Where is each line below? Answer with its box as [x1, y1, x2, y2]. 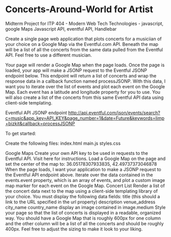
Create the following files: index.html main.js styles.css [5, 140, 121, 146]
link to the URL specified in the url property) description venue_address [5, 199, 156, 205]
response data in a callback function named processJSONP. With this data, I [5, 78, 166, 84]
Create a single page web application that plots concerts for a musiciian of [5, 36, 162, 42]
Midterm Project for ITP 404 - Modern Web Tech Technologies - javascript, [5, 20, 164, 27]
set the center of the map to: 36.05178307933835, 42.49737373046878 [5, 161, 157, 167]
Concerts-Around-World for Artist [5, 4, 153, 15]
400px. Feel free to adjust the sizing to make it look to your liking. [5, 226, 143, 232]
